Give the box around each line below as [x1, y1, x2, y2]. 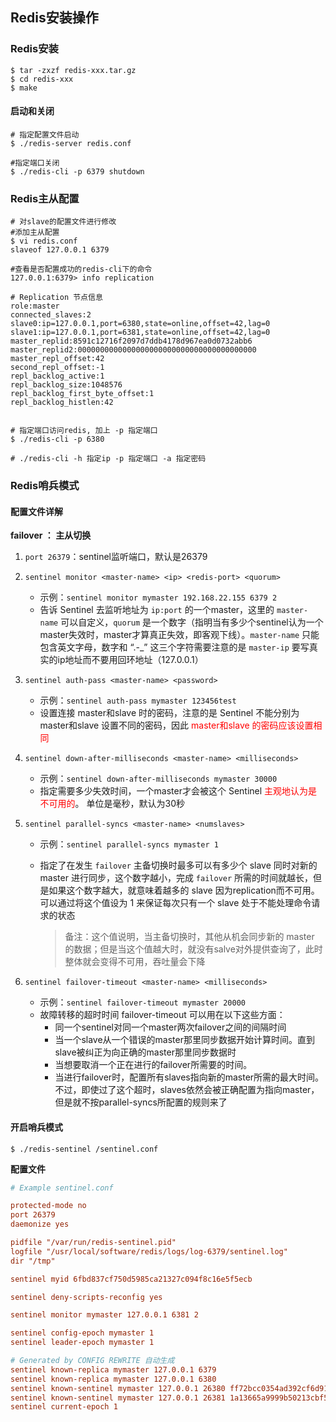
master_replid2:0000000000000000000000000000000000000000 [10, 345, 257, 355]
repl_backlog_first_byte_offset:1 [10, 389, 155, 399]
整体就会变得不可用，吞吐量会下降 [64, 956, 206, 968]
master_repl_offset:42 [10, 354, 105, 364]
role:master [10, 301, 60, 312]
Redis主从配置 [10, 191, 80, 205]
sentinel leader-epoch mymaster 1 [10, 1338, 155, 1348]
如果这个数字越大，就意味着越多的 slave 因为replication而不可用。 [48, 884, 320, 897]
